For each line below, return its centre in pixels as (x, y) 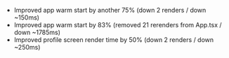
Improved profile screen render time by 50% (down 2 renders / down (114, 40)
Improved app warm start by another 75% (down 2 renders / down (110, 10)
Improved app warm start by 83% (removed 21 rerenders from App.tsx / (118, 25)
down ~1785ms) (37, 32)
